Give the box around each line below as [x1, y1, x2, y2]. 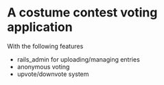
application [7, 19, 73, 35]
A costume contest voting [7, 5, 158, 21]
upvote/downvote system [16, 70, 89, 78]
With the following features [7, 42, 84, 50]
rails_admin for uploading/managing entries [16, 55, 141, 63]
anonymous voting [16, 62, 70, 71]
